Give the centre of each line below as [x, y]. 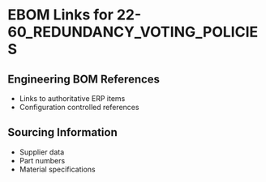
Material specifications [58, 169]
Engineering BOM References [84, 79]
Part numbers [42, 160]
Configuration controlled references [79, 107]
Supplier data [42, 152]
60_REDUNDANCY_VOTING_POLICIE [133, 32]
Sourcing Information [63, 132]
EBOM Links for [61, 15]
